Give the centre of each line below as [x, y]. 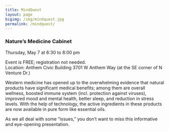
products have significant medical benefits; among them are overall [75, 88]
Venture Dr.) [18, 73]
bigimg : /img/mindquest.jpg [35, 19]
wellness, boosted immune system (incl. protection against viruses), [76, 93]
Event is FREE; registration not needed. [46, 62]
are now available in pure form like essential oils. [55, 109]
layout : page [19, 15]
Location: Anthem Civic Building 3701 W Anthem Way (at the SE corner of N [84, 67]
